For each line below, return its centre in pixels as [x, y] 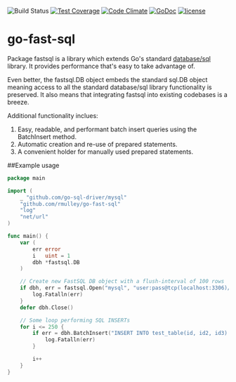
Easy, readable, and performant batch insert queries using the [107, 129]
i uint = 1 [52, 256]
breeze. [18, 102]
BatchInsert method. [47, 136]
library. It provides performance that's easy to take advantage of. [101, 66]
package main [26, 178]
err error [47, 249]
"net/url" [34, 217]
